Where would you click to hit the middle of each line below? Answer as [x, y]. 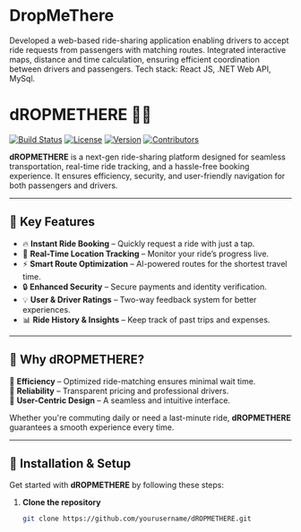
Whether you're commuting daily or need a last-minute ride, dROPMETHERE [150, 417]
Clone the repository [61, 502]
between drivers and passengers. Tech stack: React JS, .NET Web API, [140, 69]
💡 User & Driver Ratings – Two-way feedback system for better [139, 299]
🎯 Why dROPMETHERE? [77, 360]
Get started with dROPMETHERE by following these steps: [116, 485]
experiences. [46, 309]
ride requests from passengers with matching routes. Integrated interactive [148, 49]
